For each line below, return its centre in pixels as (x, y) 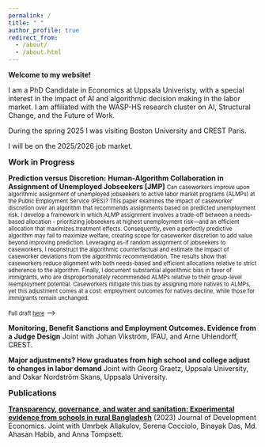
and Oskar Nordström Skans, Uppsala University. (88, 377)
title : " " (26, 23)
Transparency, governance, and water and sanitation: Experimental (121, 409)
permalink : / (30, 15)
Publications (32, 393)
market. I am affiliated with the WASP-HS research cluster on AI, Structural (129, 107)
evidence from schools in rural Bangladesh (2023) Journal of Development (132, 417)
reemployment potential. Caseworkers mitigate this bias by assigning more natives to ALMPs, (130, 284)
